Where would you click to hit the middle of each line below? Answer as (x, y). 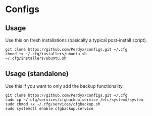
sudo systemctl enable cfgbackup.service (49, 108)
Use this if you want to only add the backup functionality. (65, 86)
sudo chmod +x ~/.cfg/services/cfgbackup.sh (53, 104)
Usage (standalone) (37, 74)
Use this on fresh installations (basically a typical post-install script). (76, 40)
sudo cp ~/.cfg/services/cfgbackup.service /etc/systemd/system (74, 100)
